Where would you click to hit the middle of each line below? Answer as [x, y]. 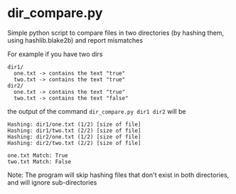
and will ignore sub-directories [52, 182]
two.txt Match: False [39, 161]
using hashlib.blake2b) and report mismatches [75, 40]
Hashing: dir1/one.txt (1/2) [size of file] [74, 124]
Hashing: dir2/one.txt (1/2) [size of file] [74, 136]
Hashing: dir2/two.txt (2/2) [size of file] [74, 143]
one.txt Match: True [38, 155]
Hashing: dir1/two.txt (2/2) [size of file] [74, 130]
